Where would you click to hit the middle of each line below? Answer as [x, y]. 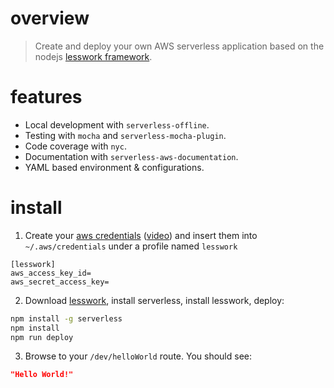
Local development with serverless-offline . [117, 124]
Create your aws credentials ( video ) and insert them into [141, 235]
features [46, 97]
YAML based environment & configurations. [114, 167]
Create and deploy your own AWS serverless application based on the [179, 46]
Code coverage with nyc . [75, 146]
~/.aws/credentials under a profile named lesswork [131, 246]
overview [50, 18]
